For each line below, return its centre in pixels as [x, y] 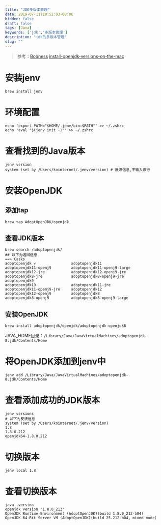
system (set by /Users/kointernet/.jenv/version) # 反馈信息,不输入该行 [78, 170]
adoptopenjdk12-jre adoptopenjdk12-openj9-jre [66, 272]
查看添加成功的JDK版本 [53, 400]
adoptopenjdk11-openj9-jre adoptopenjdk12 [54, 290]
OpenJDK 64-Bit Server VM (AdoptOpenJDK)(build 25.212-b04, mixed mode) [81, 518]
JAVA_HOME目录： [25, 336]
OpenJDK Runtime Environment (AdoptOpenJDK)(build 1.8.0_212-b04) [74, 513]
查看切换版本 [31, 492]
